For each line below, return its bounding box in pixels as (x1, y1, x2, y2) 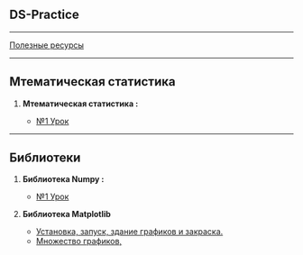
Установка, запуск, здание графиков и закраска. (35, 226, 224, 237)
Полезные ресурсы (9, 40, 84, 50)
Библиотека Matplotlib (22, 209, 111, 220)
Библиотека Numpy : (22, 174, 105, 185)
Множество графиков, (35, 236, 123, 247)
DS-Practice (9, 7, 79, 23)
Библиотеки (9, 150, 81, 166)
